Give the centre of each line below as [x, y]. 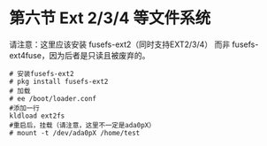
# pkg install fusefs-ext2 [59, 81]
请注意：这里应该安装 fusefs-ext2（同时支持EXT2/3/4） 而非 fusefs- [134, 44]
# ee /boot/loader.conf [53, 98]
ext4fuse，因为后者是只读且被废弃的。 [80, 55]
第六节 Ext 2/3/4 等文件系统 [110, 18]
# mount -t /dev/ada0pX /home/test [75, 133]
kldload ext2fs [37, 116]
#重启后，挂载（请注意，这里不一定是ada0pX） [83, 125]
